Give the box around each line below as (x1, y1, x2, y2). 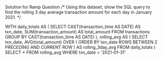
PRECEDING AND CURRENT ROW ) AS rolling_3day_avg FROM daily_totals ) (5, 45, 156, 50)
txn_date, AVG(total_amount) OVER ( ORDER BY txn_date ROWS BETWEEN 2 (5, 39, 158, 45)
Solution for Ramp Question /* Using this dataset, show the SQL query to (5, 4, 150, 10)
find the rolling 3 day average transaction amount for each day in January (5, 9, 152, 15)
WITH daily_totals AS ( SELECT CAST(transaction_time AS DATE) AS (5, 24, 141, 30)
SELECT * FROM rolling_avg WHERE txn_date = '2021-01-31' (5, 49, 126, 55)
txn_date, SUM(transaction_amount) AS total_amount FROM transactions (5, 29, 150, 34)
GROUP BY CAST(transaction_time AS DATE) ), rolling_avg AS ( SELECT (5, 34, 148, 40)
